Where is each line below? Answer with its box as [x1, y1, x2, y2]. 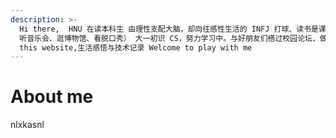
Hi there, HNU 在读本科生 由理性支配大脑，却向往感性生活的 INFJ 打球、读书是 [19, 24, 319, 34]
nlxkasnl [10, 119, 45, 131]
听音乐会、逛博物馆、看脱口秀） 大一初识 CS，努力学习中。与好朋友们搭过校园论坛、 [19, 33, 320, 43]
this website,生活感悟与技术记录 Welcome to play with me [19, 42, 253, 53]
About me [10, 86, 94, 108]
